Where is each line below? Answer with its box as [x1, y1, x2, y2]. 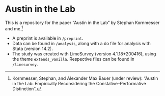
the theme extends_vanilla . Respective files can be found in [12, 56, 135, 62]
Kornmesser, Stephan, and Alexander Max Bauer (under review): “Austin [12, 75, 158, 81]
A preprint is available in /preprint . [12, 35, 83, 41]
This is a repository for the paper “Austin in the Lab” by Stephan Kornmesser [5, 20, 160, 25]
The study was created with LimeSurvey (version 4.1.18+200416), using [12, 50, 156, 57]
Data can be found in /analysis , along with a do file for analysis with [12, 40, 151, 46]
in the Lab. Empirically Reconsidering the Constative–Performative [12, 80, 146, 86]
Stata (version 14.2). [12, 46, 53, 51]
